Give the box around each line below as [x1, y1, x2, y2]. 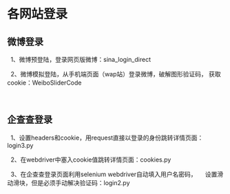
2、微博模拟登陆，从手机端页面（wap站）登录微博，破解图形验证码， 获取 [10, 70, 222, 78]
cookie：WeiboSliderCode [7, 78, 82, 87]
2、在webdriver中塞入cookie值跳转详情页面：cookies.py [10, 155, 171, 164]
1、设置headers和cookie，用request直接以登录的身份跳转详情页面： [10, 133, 204, 142]
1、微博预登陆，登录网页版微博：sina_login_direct [10, 56, 151, 63]
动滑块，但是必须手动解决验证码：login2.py [7, 178, 130, 186]
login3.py [7, 141, 34, 149]
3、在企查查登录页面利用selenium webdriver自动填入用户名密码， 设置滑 [10, 170, 224, 178]
